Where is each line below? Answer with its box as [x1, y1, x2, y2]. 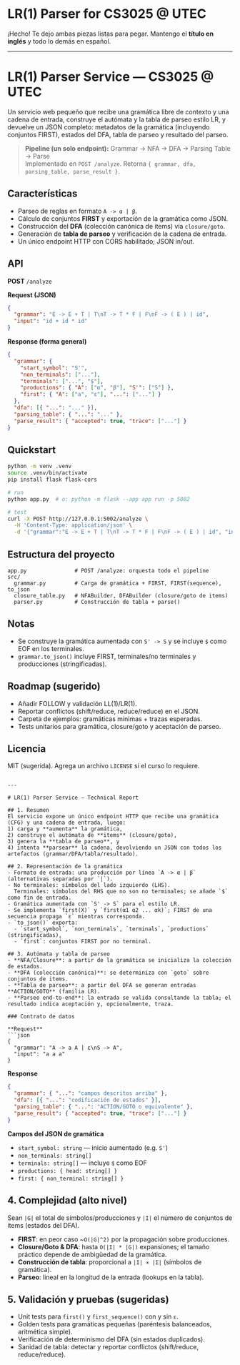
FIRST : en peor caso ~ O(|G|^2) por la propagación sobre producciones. [17, 1235, 230, 1244]
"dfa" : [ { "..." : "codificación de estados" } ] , [14, 1096, 161, 1104]
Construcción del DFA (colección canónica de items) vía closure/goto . [17, 222, 226, 230]
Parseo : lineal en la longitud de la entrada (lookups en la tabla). [17, 1273, 204, 1281]
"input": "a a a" [14, 1051, 66, 1058]
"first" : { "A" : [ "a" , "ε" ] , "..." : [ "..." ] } [20, 391, 161, 398]
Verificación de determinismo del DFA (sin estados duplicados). [17, 1335, 205, 1344]
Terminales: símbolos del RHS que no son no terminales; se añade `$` [14, 888, 229, 895]
